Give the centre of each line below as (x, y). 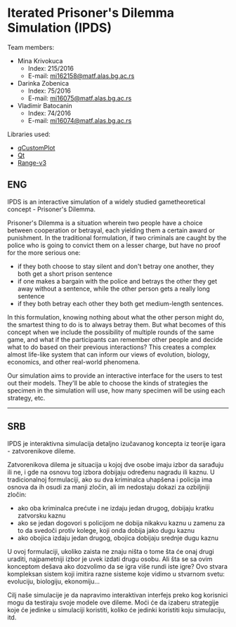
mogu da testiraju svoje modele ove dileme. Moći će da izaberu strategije (113, 602)
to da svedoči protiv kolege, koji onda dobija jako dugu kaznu (106, 530)
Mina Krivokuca (40, 60)
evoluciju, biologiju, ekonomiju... (54, 581)
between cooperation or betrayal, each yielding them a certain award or (111, 230)
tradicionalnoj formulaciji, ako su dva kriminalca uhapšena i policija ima (110, 480)
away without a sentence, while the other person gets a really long (114, 289)
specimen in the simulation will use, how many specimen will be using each (116, 390)
